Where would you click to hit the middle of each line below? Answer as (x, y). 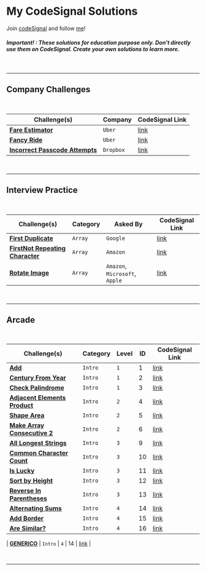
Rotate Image (29, 273)
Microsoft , (121, 274)
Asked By (128, 224)
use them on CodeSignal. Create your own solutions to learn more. (93, 49)
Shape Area (27, 415)
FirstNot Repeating (38, 248)
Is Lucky (22, 471)
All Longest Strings (38, 443)
